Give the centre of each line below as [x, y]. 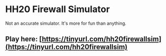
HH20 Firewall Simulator [58, 9]
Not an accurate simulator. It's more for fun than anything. [66, 23]
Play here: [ [24, 39]
